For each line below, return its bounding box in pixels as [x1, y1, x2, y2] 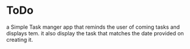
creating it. [6, 36, 33, 43]
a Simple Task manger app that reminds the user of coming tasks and [6, 23, 180, 30]
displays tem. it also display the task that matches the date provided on [6, 29, 184, 36]
